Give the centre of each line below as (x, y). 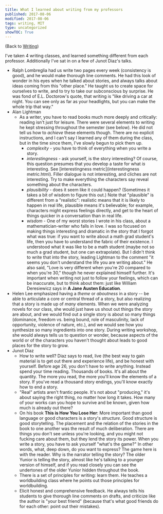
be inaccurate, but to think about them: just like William (82, 283)
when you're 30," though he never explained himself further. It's (91, 273)
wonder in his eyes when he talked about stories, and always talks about (85, 81)
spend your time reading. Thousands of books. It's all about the (83, 371)
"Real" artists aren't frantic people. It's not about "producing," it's (85, 392)
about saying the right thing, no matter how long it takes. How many (87, 397)
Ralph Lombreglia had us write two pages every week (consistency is (81, 70)
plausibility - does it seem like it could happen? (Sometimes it (88, 190)
